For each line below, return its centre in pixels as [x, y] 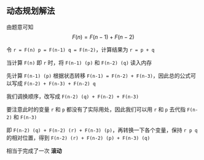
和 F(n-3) [25, 117]
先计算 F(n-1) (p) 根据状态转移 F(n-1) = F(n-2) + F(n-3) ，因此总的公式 [99, 75]
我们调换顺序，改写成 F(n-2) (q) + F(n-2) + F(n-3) [73, 96]
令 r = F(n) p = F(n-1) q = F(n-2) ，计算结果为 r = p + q [80, 49]
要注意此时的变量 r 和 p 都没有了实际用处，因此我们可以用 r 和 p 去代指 [96, 109]
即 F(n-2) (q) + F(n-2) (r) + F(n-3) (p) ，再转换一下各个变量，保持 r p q [102, 130]
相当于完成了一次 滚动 [34, 150]
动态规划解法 [31, 11]
